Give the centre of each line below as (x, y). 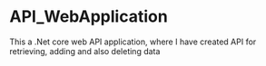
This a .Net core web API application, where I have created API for (133, 42)
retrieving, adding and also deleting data (85, 51)
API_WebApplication (89, 17)
